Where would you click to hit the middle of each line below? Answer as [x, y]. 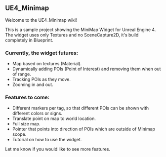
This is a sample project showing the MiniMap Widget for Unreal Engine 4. [81, 30]
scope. [19, 134]
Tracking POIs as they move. [41, 79]
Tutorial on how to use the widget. [47, 140]
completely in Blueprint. [29, 40]
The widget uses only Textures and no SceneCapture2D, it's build [72, 35]
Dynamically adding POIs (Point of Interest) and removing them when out [86, 69]
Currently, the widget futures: [41, 53]
